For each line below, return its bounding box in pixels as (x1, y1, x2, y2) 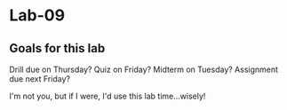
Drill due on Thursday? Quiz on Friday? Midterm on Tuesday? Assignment (9, 64, 278, 75)
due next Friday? (9, 74, 71, 84)
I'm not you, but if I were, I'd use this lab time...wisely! (9, 90, 206, 101)
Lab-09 (9, 5, 65, 26)
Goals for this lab (9, 41, 106, 56)
